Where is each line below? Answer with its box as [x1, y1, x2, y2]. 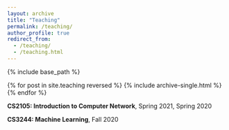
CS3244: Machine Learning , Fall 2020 [7, 115, 119, 123]
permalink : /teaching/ [7, 23, 73, 30]
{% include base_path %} [7, 67, 80, 76]
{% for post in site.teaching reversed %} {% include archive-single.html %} [7, 81, 222, 89]
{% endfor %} [7, 88, 47, 97]
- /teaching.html [13, 49, 64, 56]
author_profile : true [7, 29, 70, 37]
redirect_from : [7, 36, 51, 43]
